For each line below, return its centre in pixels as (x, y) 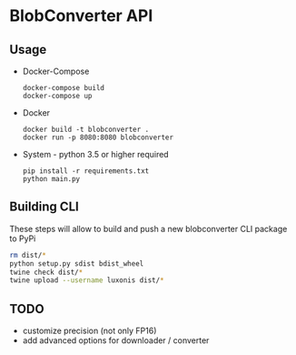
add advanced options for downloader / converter (116, 340)
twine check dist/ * (46, 272)
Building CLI (44, 207)
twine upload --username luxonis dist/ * (87, 280)
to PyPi (23, 238)
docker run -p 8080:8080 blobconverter (98, 137)
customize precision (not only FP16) (89, 331)
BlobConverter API (81, 16)
